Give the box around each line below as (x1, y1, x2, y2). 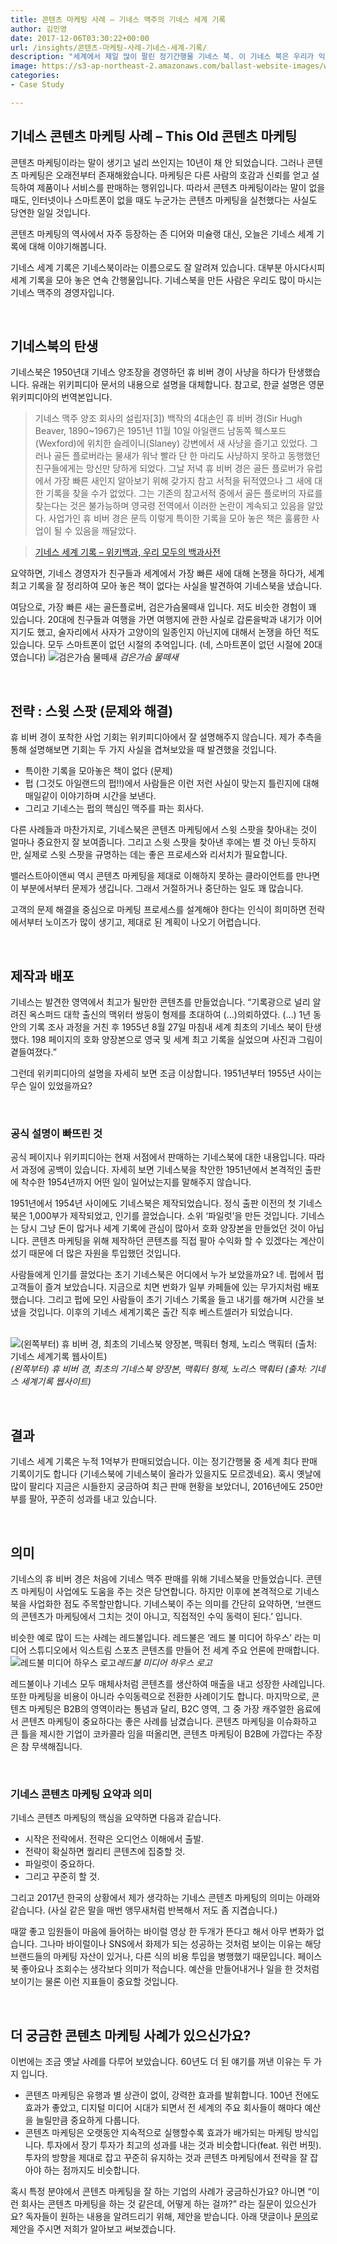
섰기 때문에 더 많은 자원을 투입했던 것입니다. (10, 1247, 182, 1260)
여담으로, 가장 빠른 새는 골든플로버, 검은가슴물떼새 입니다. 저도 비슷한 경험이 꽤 (10, 601, 317, 613)
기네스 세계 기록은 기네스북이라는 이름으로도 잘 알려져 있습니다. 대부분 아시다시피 (10, 261, 326, 273)
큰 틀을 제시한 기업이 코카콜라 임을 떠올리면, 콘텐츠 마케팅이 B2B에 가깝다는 (10, 1727, 305, 1740)
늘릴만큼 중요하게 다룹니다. (35, 2114, 141, 2126)
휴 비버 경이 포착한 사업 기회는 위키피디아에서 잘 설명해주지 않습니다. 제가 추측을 (10, 731, 323, 743)
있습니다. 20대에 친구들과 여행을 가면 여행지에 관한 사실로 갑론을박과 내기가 (10, 614, 304, 626)
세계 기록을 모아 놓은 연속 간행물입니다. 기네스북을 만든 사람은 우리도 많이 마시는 (10, 274, 323, 286)
